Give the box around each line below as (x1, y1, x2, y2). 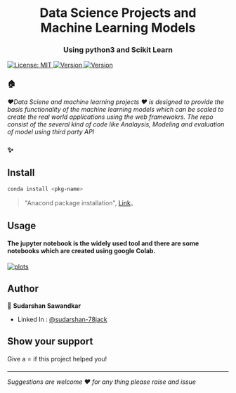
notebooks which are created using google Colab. (7, 247, 156, 255)
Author (7, 283, 39, 295)
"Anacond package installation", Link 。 (24, 199, 137, 207)
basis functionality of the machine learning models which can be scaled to (7, 105, 224, 113)
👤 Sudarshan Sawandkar (7, 301, 81, 310)
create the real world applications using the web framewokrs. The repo (7, 112, 214, 121)
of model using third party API (7, 127, 95, 136)
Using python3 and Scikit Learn (63, 45, 173, 55)
